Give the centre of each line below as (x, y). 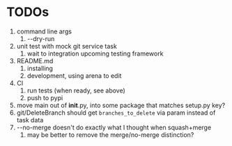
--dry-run (41, 38)
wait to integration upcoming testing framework (95, 54)
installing (40, 68)
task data (30, 120)
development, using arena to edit (74, 75)
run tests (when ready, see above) (76, 90)
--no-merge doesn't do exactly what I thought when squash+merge (114, 127)
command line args (44, 31)
